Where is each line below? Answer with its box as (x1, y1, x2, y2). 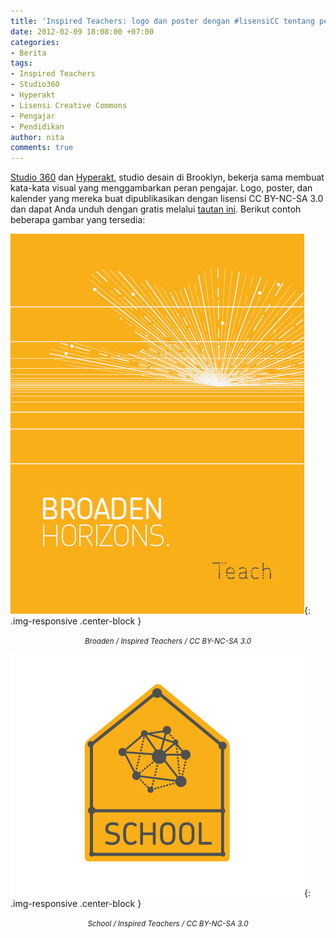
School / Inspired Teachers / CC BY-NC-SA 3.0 (87, 919, 249, 929)
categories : (10, 37, 60, 47)
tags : (10, 58, 33, 69)
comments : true (10, 143, 74, 153)
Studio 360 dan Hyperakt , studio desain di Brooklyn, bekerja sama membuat (10, 171, 325, 184)
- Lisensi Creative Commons (10, 100, 128, 110)
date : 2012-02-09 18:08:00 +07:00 (10, 26, 155, 37)
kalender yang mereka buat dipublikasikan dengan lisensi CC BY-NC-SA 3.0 (10, 193, 324, 205)
